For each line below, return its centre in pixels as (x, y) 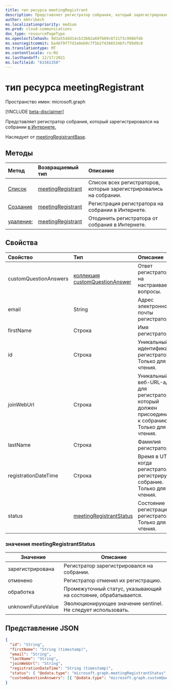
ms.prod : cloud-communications (39, 29)
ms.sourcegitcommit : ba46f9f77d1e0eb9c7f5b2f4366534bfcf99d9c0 (74, 43)
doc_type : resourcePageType (35, 34)
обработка (21, 592)
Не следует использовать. (96, 610)
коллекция (87, 275)
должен (147, 408)
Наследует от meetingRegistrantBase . (46, 137)
